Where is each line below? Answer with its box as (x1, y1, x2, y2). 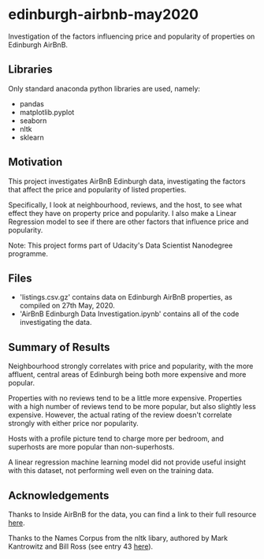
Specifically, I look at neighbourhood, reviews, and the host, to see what (8, 199, 243, 210)
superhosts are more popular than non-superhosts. (8, 442, 175, 452)
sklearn (19, 132, 45, 142)
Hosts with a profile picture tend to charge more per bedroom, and (8, 434, 225, 443)
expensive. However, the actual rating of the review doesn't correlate (8, 410, 232, 419)
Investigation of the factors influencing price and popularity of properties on (8, 32, 255, 41)
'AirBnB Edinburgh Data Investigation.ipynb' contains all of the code (19, 309, 240, 319)
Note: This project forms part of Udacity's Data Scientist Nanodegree (8, 240, 233, 250)
